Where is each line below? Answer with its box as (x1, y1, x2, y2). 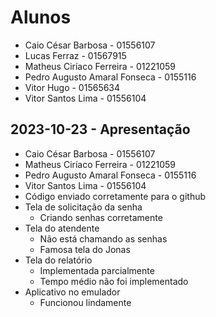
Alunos (10, 6, 72, 29)
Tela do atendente (24, 222, 100, 234)
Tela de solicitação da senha (24, 201, 143, 213)
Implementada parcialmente (39, 264, 155, 276)
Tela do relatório (24, 254, 93, 266)
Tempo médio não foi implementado (39, 275, 189, 287)
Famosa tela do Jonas (39, 243, 131, 255)
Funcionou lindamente (39, 296, 132, 308)
